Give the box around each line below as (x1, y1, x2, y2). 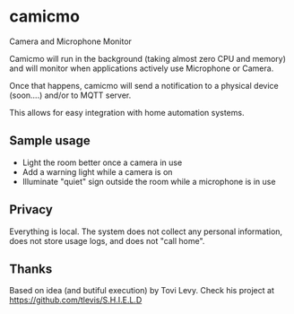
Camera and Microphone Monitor (9, 36, 133, 47)
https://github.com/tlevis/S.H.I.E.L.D (9, 294, 143, 306)
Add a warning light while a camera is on (22, 166, 173, 177)
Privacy (9, 202, 54, 217)
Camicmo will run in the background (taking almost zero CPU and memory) (9, 53, 287, 64)
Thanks (9, 261, 53, 276)
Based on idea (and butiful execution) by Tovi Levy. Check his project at (9, 285, 275, 296)
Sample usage (9, 133, 91, 149)
